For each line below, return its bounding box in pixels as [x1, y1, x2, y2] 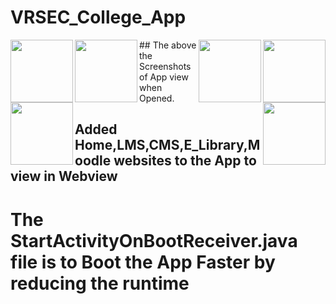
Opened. [139, 92, 175, 104]
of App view [139, 71, 189, 83]
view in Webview [10, 168, 118, 185]
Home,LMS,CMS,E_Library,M [74, 137, 261, 154]
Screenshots [139, 60, 192, 72]
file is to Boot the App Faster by [10, 251, 276, 273]
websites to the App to [113, 152, 257, 170]
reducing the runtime [10, 272, 190, 295]
